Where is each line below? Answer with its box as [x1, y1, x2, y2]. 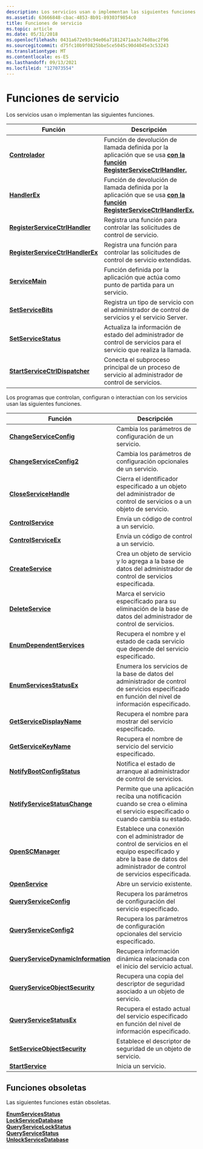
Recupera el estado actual [116, 1004, 190, 1013]
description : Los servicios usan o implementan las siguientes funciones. [6, 8, 199, 15]
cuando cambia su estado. [116, 815, 192, 823]
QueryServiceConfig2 [9, 926, 74, 934]
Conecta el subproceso [103, 356, 170, 364]
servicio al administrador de [103, 371, 183, 379]
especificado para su [116, 597, 176, 605]
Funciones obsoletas [6, 1082, 86, 1093]
